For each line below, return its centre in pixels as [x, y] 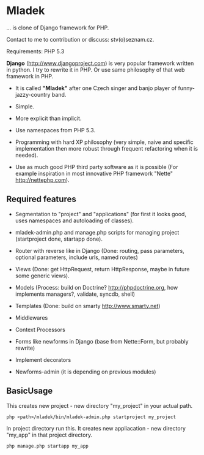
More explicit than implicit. [48, 118]
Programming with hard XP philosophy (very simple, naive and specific [104, 142]
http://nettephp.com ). [42, 180]
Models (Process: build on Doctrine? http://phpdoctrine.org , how [97, 287]
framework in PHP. [30, 76]
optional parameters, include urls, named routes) [77, 257]
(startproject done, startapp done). [59, 239]
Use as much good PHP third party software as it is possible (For [97, 167]
